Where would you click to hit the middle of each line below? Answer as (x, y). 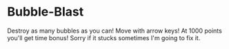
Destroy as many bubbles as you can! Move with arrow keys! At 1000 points (114, 31)
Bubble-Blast (46, 12)
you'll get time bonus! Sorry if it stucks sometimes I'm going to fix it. (104, 37)
